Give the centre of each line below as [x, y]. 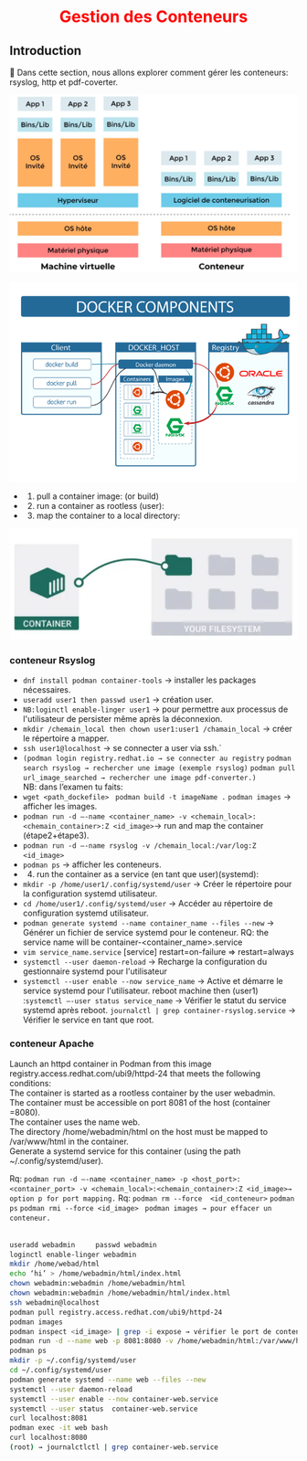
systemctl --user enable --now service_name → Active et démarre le [153, 981]
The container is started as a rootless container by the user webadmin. [143, 1093]
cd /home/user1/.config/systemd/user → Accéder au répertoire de [148, 904]
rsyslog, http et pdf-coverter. [64, 82]
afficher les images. [60, 807]
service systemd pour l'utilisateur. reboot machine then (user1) [140, 991]
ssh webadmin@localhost [55, 1302]
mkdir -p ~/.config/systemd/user [73, 1360]
